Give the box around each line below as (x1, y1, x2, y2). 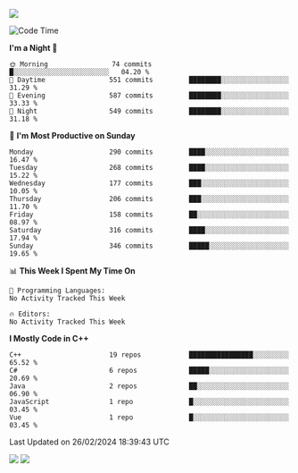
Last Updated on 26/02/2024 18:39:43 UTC (9, 436, 170, 447)
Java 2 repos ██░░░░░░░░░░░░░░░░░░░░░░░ (9, 382, 290, 391)
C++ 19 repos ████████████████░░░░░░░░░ (9, 351, 290, 359)
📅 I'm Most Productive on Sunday (9, 131, 136, 140)
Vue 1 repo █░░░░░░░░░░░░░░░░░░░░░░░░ (9, 413, 290, 422)
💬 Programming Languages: (9, 286, 105, 295)
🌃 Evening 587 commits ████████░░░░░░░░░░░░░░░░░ (9, 91, 290, 100)
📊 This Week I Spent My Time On (9, 266, 136, 276)
